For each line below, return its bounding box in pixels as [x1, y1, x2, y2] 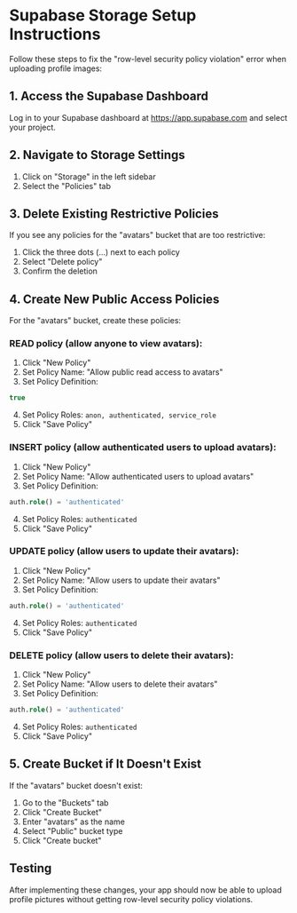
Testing [9, 861, 52, 876]
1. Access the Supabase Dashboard [9, 89, 208, 104]
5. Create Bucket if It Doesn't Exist [9, 757, 202, 772]
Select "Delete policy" [21, 257, 103, 267]
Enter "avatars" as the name [21, 816, 126, 827]
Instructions [9, 24, 101, 44]
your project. [9, 122, 56, 132]
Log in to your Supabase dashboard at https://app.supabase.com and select [9, 112, 288, 123]
